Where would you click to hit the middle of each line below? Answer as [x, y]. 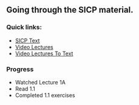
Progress [20, 69]
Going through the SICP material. [70, 10]
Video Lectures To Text [44, 53]
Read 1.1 [25, 89]
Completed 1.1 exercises [45, 95]
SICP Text [27, 40]
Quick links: [24, 27]
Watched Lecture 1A [40, 82]
